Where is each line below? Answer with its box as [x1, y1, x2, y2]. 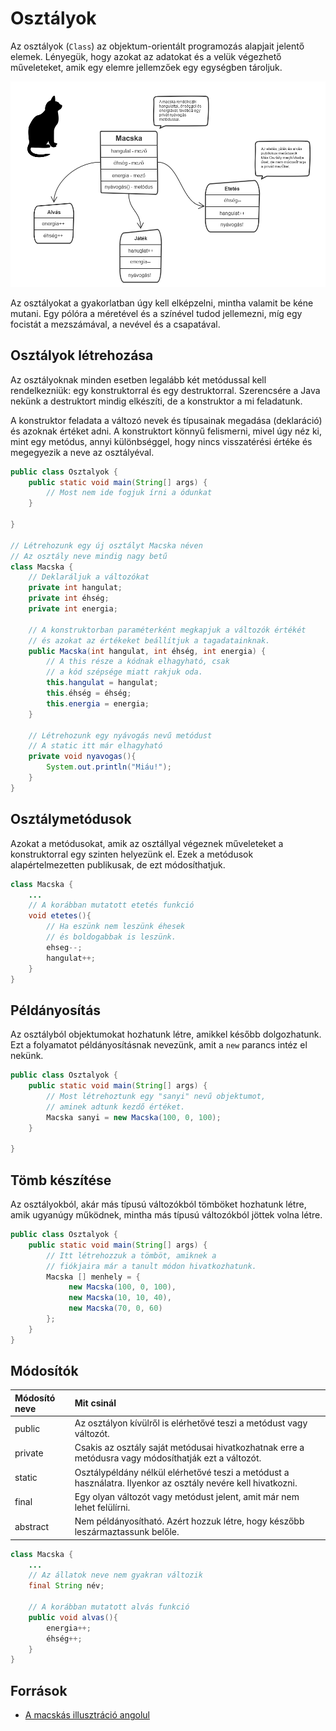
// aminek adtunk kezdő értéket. [46, 1102, 186, 1112]
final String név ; [28, 1581, 105, 1591]
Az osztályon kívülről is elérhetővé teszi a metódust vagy [74, 1417, 308, 1429]
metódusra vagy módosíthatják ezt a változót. [74, 1452, 262, 1464]
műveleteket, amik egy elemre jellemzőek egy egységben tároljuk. [10, 61, 283, 73]
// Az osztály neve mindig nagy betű [10, 551, 168, 561]
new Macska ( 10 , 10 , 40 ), [68, 1293, 172, 1303]
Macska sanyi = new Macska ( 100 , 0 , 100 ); [46, 1112, 222, 1122]
